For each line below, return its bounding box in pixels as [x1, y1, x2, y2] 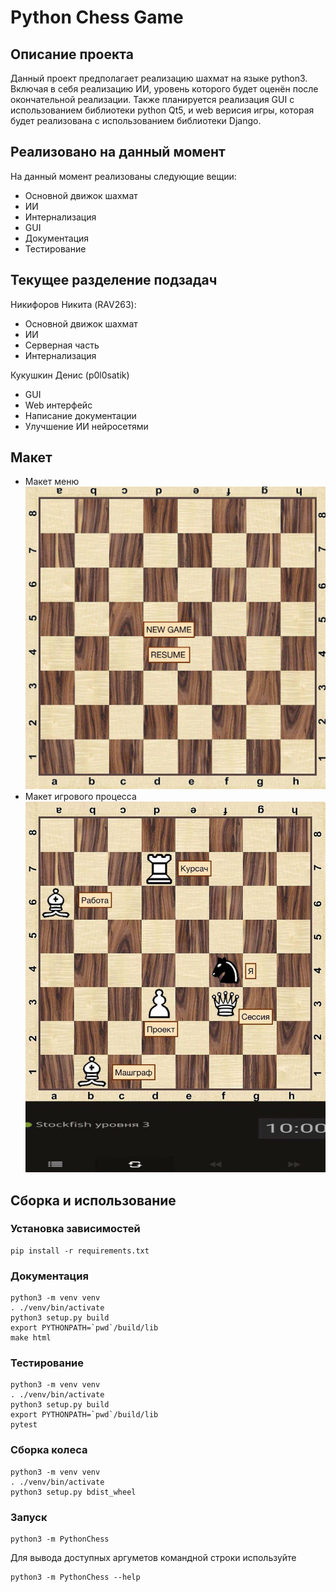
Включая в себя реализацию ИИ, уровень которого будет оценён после [10, 83, 319, 95]
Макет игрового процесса [24, 790, 137, 802]
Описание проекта [10, 46, 134, 63]
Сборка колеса [10, 1443, 88, 1457]
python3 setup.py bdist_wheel [10, 1487, 137, 1497]
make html [10, 1333, 52, 1343]
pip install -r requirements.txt [10, 1246, 150, 1256]
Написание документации [24, 409, 137, 421]
